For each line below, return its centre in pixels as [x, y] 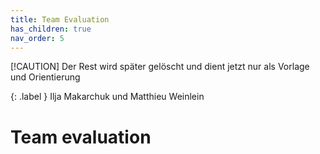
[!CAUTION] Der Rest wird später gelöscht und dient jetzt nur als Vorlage [160, 67]
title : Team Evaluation [60, 19]
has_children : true [51, 29]
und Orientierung [45, 77]
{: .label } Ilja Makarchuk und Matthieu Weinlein [107, 97]
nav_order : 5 [37, 38]
